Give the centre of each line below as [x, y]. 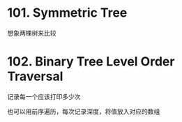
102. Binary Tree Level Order [91, 62]
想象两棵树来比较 [32, 33]
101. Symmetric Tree [67, 13]
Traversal [35, 76]
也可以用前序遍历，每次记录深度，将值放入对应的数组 [84, 111]
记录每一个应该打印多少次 [44, 96]
